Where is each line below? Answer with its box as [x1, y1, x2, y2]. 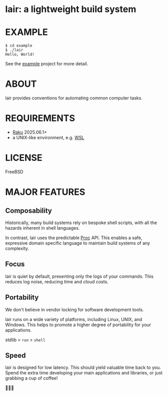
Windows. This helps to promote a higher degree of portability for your [5, 322, 151, 328]
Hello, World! [5, 52, 35, 57]
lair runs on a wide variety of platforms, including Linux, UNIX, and [5, 316, 142, 322]
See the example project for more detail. [5, 61, 89, 67]
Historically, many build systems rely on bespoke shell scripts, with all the [5, 220, 157, 226]
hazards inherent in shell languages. [5, 225, 80, 231]
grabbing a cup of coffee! [5, 375, 58, 381]
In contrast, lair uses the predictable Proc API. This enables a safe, [5, 235, 143, 241]
